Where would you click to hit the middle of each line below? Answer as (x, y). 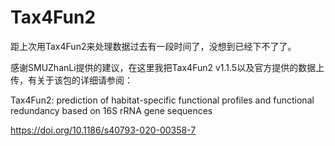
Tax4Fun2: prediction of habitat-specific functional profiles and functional (162, 100)
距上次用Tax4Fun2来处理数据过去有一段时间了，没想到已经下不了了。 (153, 46)
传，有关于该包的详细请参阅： (71, 80)
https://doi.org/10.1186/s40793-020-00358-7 (103, 130)
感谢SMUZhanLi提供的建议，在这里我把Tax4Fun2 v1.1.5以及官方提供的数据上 (167, 67)
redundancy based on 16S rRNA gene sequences (111, 110)
